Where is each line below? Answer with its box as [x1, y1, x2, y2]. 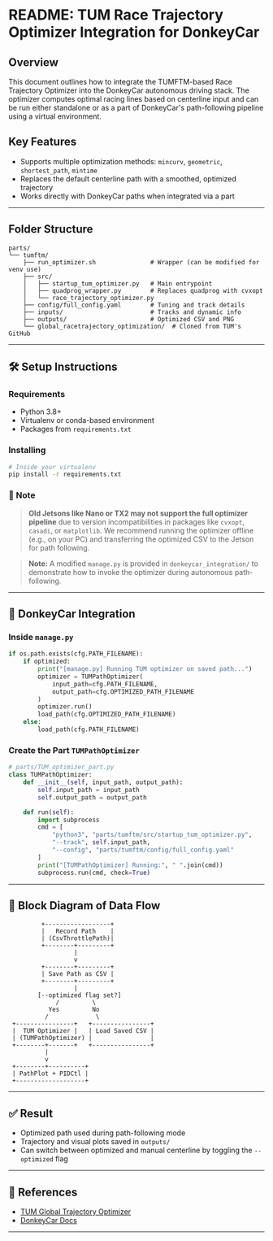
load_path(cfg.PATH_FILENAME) [37, 725, 140, 734]
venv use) [8, 265, 42, 273]
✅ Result [8, 1106, 54, 1120]
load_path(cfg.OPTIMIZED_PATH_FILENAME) [37, 710, 176, 719]
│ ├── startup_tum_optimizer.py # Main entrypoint [23, 279, 213, 288]
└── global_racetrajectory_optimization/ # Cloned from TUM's [23, 322, 242, 330]
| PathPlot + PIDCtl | [11, 1069, 89, 1078]
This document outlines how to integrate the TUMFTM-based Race [8, 77, 233, 86]
